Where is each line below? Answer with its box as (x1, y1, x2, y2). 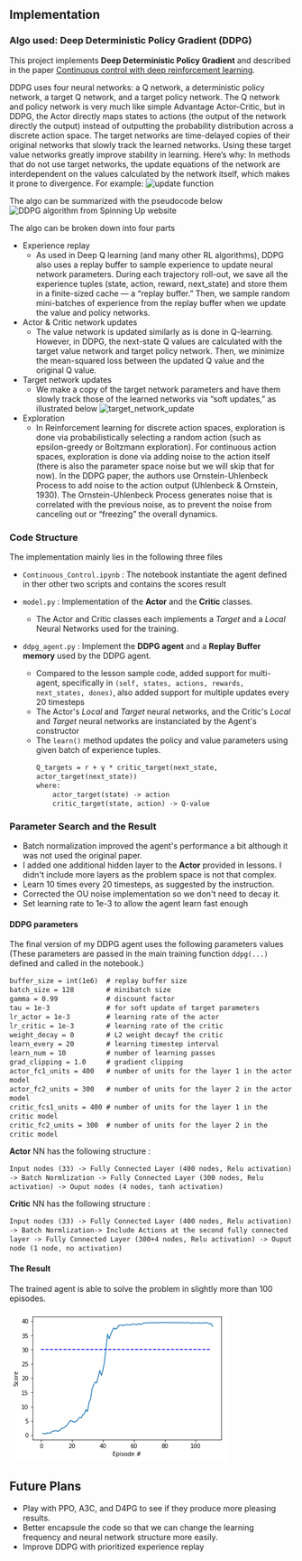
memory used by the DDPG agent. (22, 650, 151, 661)
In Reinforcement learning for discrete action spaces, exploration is (35, 422, 286, 432)
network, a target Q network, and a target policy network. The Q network (9, 91, 280, 102)
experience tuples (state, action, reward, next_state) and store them (35, 278, 288, 289)
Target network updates (22, 374, 113, 385)
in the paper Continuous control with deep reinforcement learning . (9, 64, 255, 75)
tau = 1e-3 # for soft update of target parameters (9, 1004, 260, 1013)
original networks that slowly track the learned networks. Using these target (9, 139, 291, 150)
